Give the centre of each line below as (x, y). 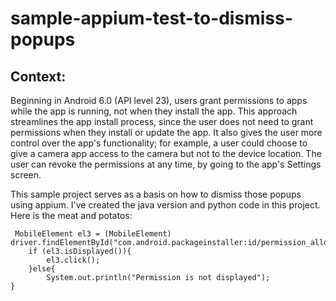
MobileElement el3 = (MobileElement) (93, 234)
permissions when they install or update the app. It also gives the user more (166, 132)
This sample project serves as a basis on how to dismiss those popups (156, 194)
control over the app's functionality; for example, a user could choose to (159, 143)
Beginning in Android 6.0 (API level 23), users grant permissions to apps (159, 100)
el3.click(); (73, 260)
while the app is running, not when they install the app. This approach (154, 111)
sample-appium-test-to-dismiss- (151, 18)
